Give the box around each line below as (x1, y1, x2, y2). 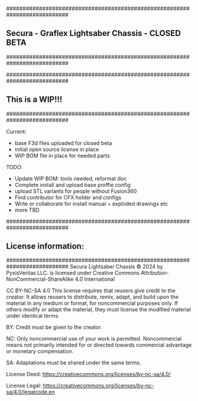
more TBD (14, 206, 40, 214)
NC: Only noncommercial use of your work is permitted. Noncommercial (6, 335, 182, 342)
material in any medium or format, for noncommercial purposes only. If (6, 300, 178, 307)
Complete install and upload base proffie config (14, 181, 131, 188)
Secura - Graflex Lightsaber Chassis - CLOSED (6, 28, 181, 38)
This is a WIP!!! (6, 95, 63, 105)
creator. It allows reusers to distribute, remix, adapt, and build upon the (6, 293, 179, 300)
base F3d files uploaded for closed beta (14, 139, 112, 147)
